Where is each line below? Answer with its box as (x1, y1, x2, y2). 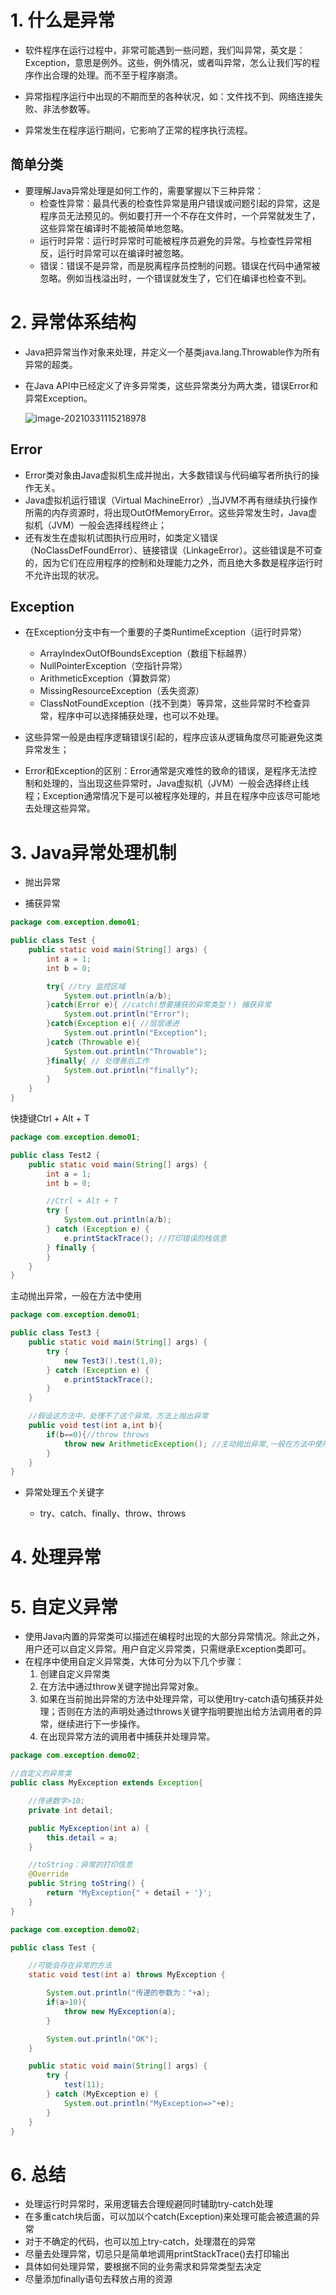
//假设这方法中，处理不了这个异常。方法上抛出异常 (28, 1411, 209, 1421)
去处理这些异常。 (24, 802, 96, 815)
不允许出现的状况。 (24, 569, 105, 581)
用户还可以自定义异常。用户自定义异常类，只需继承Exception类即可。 (24, 1643, 312, 1655)
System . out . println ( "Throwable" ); (63, 1046, 208, 1056)
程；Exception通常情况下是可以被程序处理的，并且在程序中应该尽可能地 (24, 790, 320, 802)
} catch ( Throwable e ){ (46, 1037, 141, 1047)
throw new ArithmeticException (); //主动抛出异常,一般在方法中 (63, 1439, 315, 1449)
